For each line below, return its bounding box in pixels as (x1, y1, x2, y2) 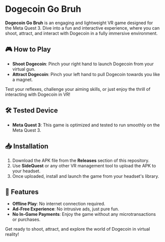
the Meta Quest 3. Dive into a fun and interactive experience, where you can (5, 25, 160, 31)
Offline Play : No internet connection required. (12, 201, 105, 207)
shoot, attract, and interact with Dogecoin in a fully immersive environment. (5, 30, 158, 36)
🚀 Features (5, 188, 39, 196)
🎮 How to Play (5, 45, 51, 54)
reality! (5, 231, 19, 238)
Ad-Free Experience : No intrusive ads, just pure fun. (12, 206, 119, 212)
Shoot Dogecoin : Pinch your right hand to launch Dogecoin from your (12, 61, 154, 67)
